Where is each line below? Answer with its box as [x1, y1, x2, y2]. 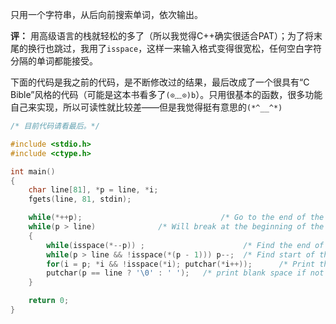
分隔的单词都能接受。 [10, 55, 98, 67]
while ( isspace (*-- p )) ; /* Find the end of [46, 240, 325, 250]
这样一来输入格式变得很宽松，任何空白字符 [146, 43, 323, 54]
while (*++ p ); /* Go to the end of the [28, 213, 325, 223]
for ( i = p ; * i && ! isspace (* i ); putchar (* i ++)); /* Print [46, 259, 316, 269]
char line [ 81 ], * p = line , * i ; [28, 185, 159, 195]
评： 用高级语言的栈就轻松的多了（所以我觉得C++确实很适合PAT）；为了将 [10, 30, 315, 42]
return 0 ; [28, 296, 70, 306]
